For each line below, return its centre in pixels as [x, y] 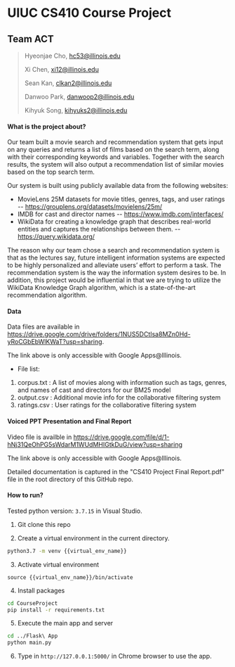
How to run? [25, 495]
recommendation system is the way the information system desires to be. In [117, 273]
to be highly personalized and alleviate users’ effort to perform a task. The [114, 265]
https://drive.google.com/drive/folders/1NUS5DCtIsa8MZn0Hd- [99, 334]
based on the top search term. [51, 172]
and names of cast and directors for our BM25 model [94, 390]
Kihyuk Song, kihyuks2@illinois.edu [76, 110]
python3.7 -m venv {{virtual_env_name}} [67, 551]
